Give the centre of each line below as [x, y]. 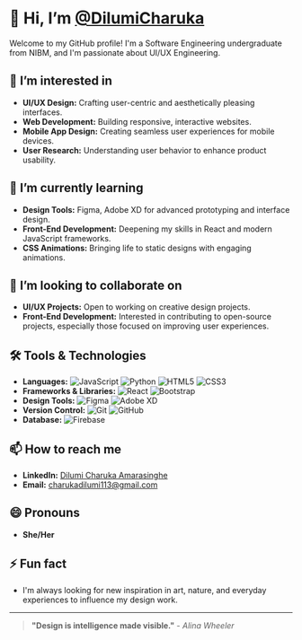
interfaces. [42, 112]
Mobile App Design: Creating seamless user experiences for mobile [148, 131]
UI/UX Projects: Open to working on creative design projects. [136, 307]
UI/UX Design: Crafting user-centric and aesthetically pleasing [138, 102]
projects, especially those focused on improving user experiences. [146, 326]
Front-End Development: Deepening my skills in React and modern [147, 229]
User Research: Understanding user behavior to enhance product [144, 150]
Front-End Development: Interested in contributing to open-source [147, 317]
